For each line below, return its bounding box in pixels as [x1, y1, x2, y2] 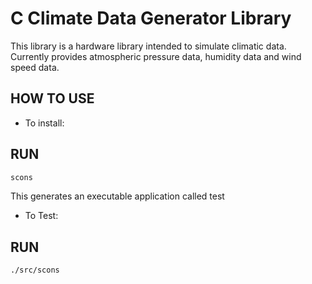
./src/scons [10, 265, 60, 276]
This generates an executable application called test [10, 190, 225, 202]
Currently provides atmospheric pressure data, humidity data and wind [10, 50, 302, 62]
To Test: [24, 210, 59, 222]
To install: [24, 117, 65, 129]
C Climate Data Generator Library [10, 7, 292, 30]
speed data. [10, 61, 60, 73]
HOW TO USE [10, 90, 95, 107]
